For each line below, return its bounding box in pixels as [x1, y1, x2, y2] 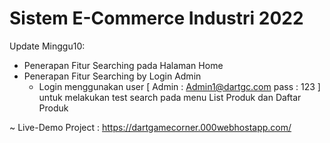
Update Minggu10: [9, 40, 86, 52]
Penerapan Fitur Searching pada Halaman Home [23, 59, 224, 71]
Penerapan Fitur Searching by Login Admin [23, 70, 202, 82]
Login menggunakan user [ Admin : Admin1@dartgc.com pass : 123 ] [38, 80, 321, 92]
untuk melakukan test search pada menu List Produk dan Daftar [38, 91, 302, 103]
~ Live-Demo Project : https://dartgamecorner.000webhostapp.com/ [9, 121, 292, 133]
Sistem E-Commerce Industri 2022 [9, 7, 304, 30]
